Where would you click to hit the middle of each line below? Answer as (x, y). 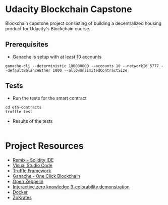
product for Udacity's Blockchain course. (48, 28)
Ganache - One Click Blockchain (46, 176)
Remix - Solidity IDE (33, 160)
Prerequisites (27, 45)
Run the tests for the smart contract (49, 98)
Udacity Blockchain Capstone (69, 9)
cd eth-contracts (23, 107)
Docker (20, 192)
